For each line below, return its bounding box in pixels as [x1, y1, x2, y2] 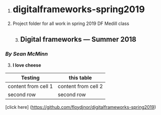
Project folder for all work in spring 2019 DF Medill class [12, 20, 130, 26]
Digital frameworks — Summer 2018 [20, 35, 137, 44]
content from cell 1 [8, 82, 53, 90]
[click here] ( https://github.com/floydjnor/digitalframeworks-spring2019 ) [5, 104, 156, 110]
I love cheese [12, 62, 42, 68]
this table [68, 74, 92, 81]
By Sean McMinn [5, 50, 48, 57]
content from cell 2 [58, 82, 103, 90]
